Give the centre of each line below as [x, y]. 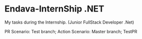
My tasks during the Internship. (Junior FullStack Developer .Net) [69, 22]
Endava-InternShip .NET [55, 9]
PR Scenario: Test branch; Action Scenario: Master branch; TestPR [71, 31]
